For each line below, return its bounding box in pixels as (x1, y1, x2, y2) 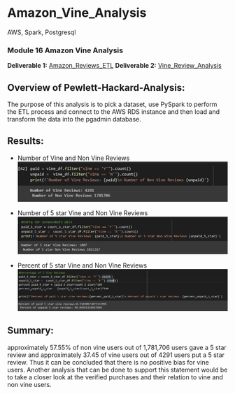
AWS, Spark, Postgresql (7, 28, 76, 36)
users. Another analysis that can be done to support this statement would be (7, 365, 228, 374)
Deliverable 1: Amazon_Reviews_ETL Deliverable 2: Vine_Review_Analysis (7, 61, 222, 70)
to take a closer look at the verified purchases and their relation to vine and (7, 372, 224, 381)
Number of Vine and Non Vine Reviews (17, 154, 130, 162)
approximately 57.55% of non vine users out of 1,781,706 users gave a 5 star (7, 343, 227, 351)
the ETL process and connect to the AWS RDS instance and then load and (7, 108, 220, 116)
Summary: (7, 325, 54, 337)
